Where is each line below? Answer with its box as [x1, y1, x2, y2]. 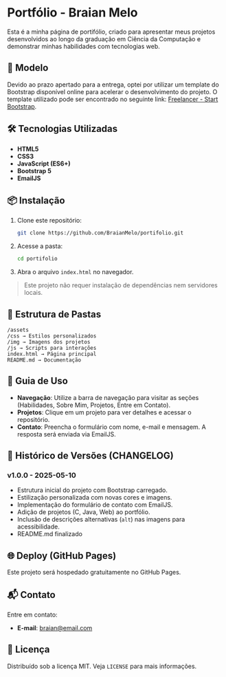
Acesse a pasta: [16, 242, 63, 250]
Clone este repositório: [16, 217, 82, 225]
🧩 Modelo [7, 62, 49, 74]
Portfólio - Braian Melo [7, 5, 139, 21]
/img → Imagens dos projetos [7, 338, 91, 345]
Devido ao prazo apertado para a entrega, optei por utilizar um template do [7, 80, 220, 89]
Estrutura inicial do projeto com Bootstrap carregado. [16, 486, 168, 494]
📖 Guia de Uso [7, 375, 69, 387]
